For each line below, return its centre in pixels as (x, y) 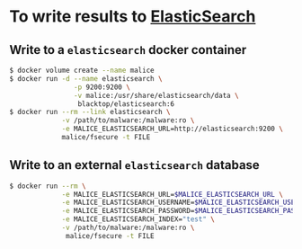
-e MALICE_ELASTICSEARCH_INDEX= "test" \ (138, 219)
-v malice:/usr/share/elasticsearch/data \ (156, 95)
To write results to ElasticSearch (133, 17)
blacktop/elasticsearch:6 (126, 104)
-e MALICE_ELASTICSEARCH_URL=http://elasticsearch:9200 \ (172, 129)
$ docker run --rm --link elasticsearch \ (90, 112)
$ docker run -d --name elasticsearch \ (86, 78)
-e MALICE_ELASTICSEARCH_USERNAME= (128, 203)
